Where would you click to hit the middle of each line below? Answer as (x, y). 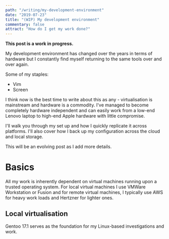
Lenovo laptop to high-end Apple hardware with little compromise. (75, 116)
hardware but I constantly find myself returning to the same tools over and (84, 59)
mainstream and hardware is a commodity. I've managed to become (77, 105)
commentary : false (25, 24)
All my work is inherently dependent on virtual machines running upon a (81, 182)
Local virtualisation (37, 214)
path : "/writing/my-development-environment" (55, 10)
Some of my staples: (27, 74)
